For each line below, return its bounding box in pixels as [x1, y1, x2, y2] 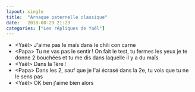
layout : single [6, 8, 44, 15]
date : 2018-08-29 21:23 [6, 20, 70, 26]
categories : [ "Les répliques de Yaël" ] [6, 25, 105, 31]
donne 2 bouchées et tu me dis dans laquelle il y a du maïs [14, 54, 159, 61]
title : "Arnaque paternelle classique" [6, 14, 108, 20]
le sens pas [14, 73, 43, 80]
